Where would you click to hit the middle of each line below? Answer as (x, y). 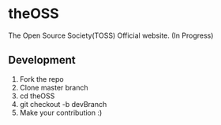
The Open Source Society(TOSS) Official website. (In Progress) (111, 35)
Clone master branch (54, 87)
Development (42, 60)
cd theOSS (37, 96)
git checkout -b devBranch (63, 104)
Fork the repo (42, 79)
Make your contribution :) (61, 112)
